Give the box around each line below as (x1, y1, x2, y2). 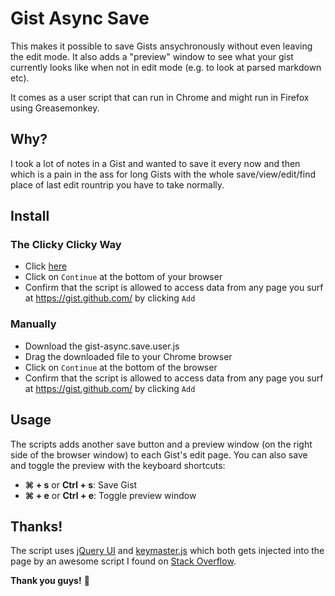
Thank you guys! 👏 (10, 575, 90, 587)
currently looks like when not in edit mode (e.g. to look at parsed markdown (10, 61, 322, 73)
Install (10, 208, 50, 225)
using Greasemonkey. (10, 102, 100, 114)
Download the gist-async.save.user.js (24, 340, 180, 352)
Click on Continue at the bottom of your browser (24, 271, 223, 283)
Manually (10, 317, 57, 331)
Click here (24, 260, 68, 272)
